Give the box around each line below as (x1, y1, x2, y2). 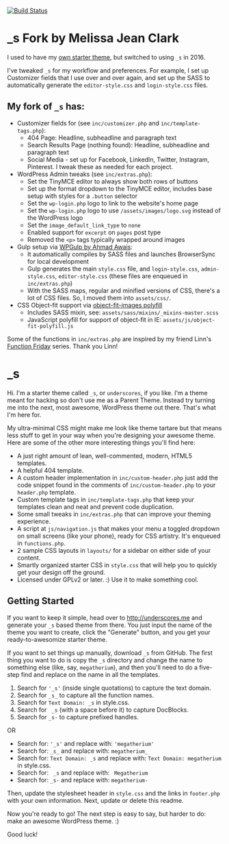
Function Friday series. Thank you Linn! (7, 342, 118, 350)
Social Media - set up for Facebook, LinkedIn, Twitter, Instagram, (27, 155, 210, 164)
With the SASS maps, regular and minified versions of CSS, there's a (27, 286, 220, 295)
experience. (16, 517, 51, 525)
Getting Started (7, 595, 75, 607)
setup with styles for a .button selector (27, 192, 138, 200)
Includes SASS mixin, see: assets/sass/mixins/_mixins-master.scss (27, 308, 219, 316)
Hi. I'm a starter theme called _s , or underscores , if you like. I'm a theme (7, 388, 208, 397)
